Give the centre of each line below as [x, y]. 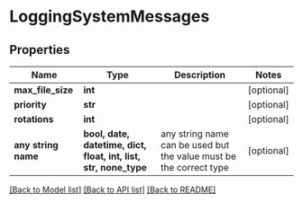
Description [200, 75]
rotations [34, 119]
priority [30, 105]
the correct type [195, 168]
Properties [40, 50]
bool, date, [106, 134]
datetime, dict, [115, 145]
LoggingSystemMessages [110, 17]
